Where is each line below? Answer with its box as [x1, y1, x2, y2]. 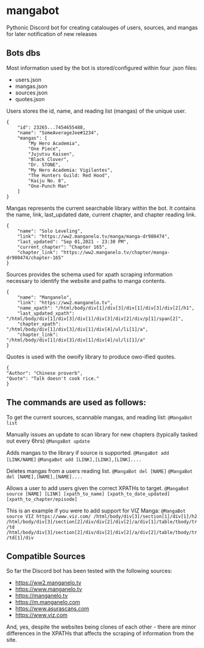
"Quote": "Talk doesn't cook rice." [6, 376, 99, 382]
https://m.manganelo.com [15, 599, 80, 606]
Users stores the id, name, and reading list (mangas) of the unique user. [6, 107, 187, 115]
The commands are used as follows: [6, 397, 146, 408]
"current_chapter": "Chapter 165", [17, 244, 108, 250]
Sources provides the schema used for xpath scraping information [6, 271, 173, 278]
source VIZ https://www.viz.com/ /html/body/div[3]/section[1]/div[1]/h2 [6, 513, 198, 519]
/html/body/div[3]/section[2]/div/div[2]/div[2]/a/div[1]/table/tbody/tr [6, 519, 198, 525]
